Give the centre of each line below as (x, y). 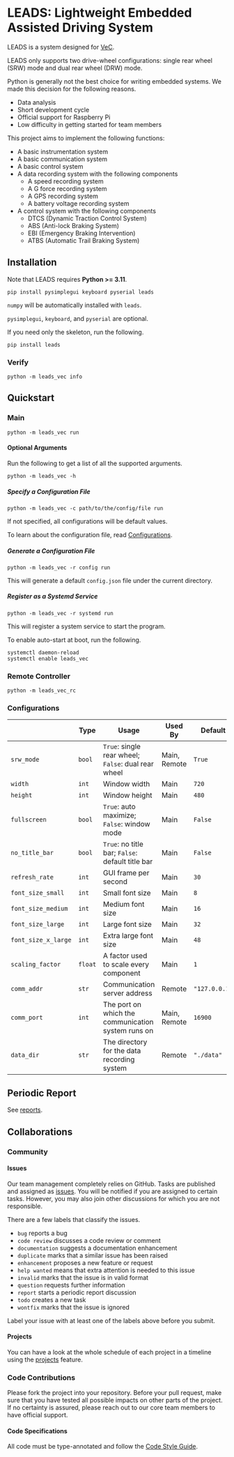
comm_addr (27, 989)
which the (119, 1013)
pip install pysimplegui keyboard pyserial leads (81, 292)
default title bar (128, 861)
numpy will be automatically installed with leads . (75, 305)
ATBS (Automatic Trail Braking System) (84, 240)
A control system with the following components (87, 211)
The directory (125, 1042)
